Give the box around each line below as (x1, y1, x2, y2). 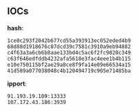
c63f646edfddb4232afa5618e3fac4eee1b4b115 (7, 55, 131, 62)
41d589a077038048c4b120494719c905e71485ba (7, 67, 131, 74)
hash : (7, 23, 24, 32)
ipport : (7, 79, 28, 88)
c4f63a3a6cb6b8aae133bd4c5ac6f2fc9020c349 (7, 49, 131, 56)
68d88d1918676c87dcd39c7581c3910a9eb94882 (7, 43, 131, 50)
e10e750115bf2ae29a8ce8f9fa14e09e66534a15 (7, 61, 131, 68)
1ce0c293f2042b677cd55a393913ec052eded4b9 (7, 37, 131, 44)
